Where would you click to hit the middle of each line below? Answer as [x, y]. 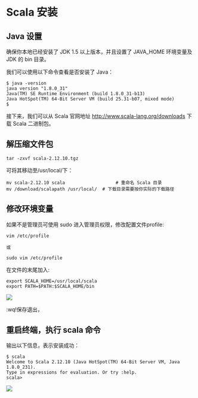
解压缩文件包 [30, 144]
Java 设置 [24, 36]
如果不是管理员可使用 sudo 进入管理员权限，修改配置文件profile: [85, 224]
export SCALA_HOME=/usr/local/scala [52, 281]
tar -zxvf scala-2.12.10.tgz [42, 158]
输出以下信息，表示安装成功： [43, 345]
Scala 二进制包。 [34, 124]
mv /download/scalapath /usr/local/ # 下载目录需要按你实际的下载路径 [90, 189]
